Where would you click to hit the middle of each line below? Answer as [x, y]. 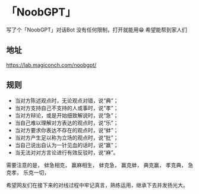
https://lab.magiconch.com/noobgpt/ [51, 65]
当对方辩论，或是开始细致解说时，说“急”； [67, 115]
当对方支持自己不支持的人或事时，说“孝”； [67, 108]
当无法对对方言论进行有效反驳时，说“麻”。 [67, 152]
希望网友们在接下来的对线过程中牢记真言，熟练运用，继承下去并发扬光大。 [97, 185]
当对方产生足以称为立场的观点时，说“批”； [67, 138]
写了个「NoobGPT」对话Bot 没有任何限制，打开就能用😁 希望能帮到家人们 [97, 30]
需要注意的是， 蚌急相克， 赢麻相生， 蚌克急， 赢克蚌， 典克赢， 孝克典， [97, 165]
